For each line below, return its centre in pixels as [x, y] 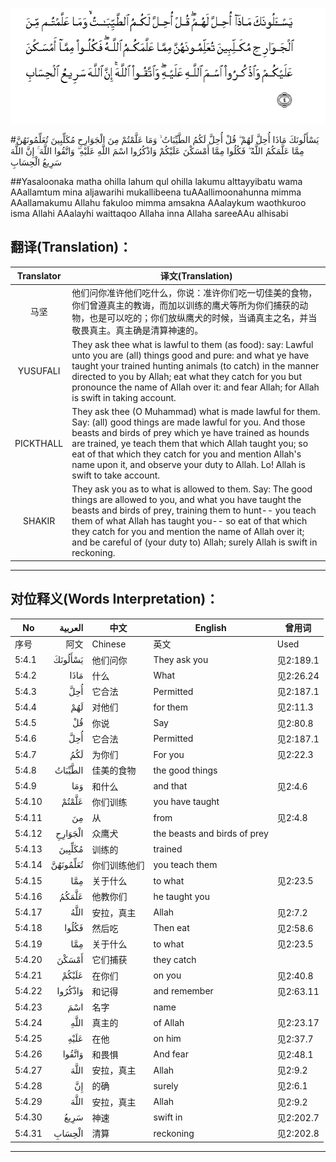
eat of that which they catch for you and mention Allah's [186, 454]
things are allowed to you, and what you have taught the [186, 500]
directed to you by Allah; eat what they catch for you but [186, 376]
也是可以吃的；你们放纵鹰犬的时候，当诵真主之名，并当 [203, 317]
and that [170, 786]
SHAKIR [39, 521]
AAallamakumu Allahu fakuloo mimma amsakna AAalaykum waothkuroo [158, 203]
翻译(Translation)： [71, 247]
